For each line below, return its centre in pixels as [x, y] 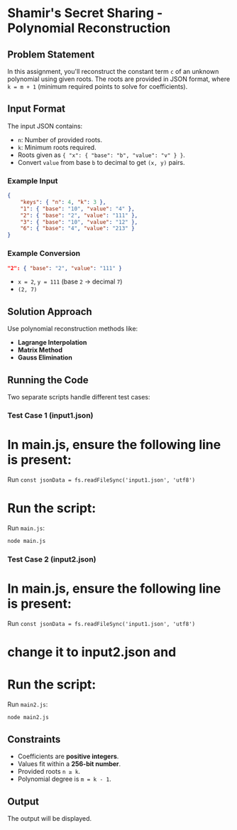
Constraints [34, 739]
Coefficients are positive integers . [68, 756]
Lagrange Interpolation [52, 343]
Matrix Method [40, 350]
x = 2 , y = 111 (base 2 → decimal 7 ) [70, 281]
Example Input [33, 180]
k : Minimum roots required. [57, 147]
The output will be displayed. [50, 819]
